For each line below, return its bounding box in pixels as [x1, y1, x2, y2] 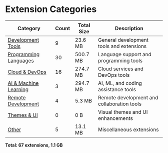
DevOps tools [97, 71, 130, 78]
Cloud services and [97, 65, 144, 72]
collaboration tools [97, 100, 141, 107]
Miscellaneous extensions [97, 126, 159, 133]
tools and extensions [97, 43, 147, 50]
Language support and [97, 51, 151, 58]
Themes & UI [7, 111, 38, 118]
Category [17, 25, 41, 32]
